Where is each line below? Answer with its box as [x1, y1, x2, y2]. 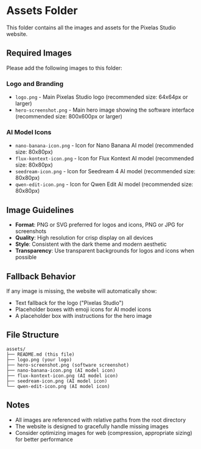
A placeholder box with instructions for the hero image [15, 312, 152, 319]
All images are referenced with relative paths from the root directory [15, 416, 186, 423]
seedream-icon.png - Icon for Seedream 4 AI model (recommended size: [15, 168, 196, 175]
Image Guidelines [6, 205, 74, 215]
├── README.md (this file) [6, 351, 75, 357]
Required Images [6, 48, 72, 59]
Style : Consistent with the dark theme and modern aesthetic [15, 240, 167, 248]
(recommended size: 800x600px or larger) [15, 113, 123, 120]
